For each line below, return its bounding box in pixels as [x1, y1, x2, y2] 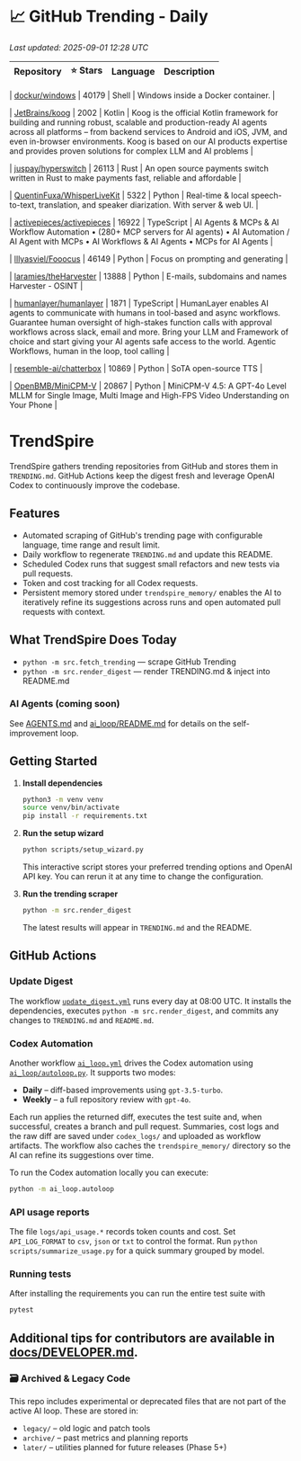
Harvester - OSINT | [9, 280, 84, 291]
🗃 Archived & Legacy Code [9, 1372, 131, 1385]
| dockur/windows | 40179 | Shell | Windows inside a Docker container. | [9, 90, 276, 101]
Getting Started [9, 753, 98, 769]
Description [164, 66, 216, 78]
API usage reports [9, 1206, 90, 1218]
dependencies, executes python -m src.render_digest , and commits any [9, 1005, 279, 1016]
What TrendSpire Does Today [9, 632, 177, 647]
